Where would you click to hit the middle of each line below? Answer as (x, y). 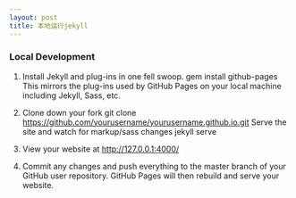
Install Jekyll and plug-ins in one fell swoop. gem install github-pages (150, 76)
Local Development (52, 57)
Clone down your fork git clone (79, 112)
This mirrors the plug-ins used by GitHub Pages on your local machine (152, 86)
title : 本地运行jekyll (49, 26)
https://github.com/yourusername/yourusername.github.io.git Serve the (155, 122)
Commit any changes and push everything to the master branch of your (154, 166)
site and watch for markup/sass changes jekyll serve (119, 131)
